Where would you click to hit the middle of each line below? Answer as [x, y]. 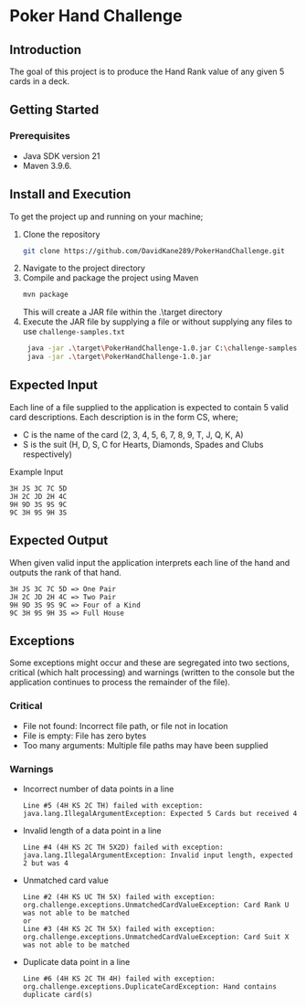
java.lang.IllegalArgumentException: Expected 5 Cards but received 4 [160, 814]
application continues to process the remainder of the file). [120, 683]
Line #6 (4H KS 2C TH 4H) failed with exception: [119, 979]
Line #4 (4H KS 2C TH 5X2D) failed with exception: [123, 848]
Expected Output [59, 541]
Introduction [46, 50]
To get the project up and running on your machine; [106, 217]
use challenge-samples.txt [74, 332]
